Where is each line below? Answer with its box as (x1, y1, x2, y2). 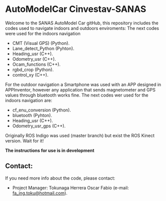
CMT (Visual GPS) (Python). (12, 40, 70, 46)
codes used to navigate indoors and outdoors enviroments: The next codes (5, 25, 159, 31)
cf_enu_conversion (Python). (12, 107, 71, 113)
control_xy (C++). (12, 72, 49, 78)
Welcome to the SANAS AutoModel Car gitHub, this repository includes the (5, 20, 159, 26)
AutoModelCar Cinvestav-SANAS (5, 3, 147, 15)
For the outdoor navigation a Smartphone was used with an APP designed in (5, 81, 162, 88)
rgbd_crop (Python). (12, 66, 54, 73)
